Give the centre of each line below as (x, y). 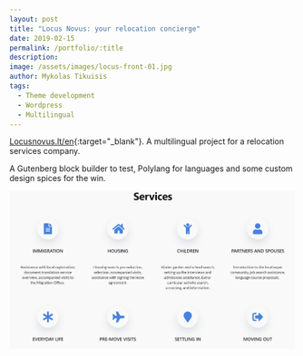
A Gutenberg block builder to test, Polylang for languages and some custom (151, 168)
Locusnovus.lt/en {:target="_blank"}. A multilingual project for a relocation (147, 141)
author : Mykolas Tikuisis (58, 77)
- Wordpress (40, 105)
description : (34, 58)
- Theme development (56, 95)
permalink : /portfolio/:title (67, 48)
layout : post (34, 19)
